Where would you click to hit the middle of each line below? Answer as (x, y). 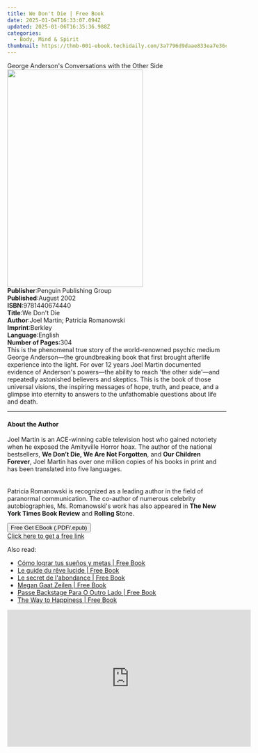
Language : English (33, 335)
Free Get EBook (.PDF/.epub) (49, 528)
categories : (24, 33)
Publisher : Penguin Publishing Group (59, 291)
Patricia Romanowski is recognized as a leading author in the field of (105, 491)
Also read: (22, 550)
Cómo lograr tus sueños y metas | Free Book (81, 563)
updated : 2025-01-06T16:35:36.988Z (59, 26)
